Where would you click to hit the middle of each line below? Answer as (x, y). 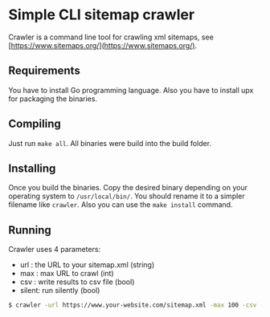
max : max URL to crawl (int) (67, 274)
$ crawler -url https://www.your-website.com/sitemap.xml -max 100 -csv (133, 305)
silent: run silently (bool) (60, 291)
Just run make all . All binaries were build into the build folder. (110, 143)
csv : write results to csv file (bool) (77, 282)
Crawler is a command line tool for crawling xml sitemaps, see (111, 37)
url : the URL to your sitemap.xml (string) (87, 265)
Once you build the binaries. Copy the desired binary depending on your (128, 188)
